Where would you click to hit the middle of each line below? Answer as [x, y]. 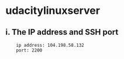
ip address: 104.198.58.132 [50, 45]
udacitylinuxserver [53, 11]
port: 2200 [29, 50]
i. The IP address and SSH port [62, 32]
